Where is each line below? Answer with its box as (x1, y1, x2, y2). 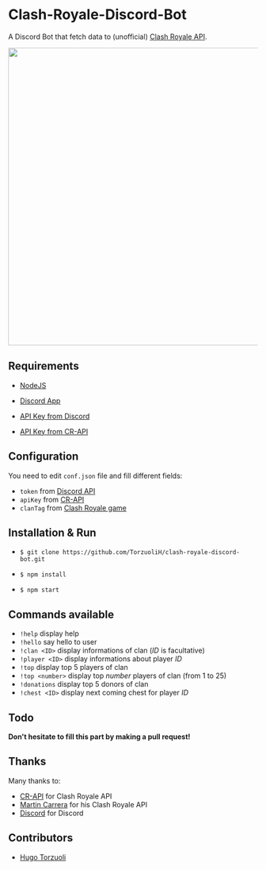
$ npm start (19, 586, 59, 595)
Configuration (8, 450, 79, 464)
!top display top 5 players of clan (19, 663, 128, 672)
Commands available (8, 607, 115, 621)
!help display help (19, 629, 79, 638)
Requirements (8, 360, 79, 373)
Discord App (19, 395, 61, 406)
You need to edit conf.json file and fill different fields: (8, 471, 183, 480)
